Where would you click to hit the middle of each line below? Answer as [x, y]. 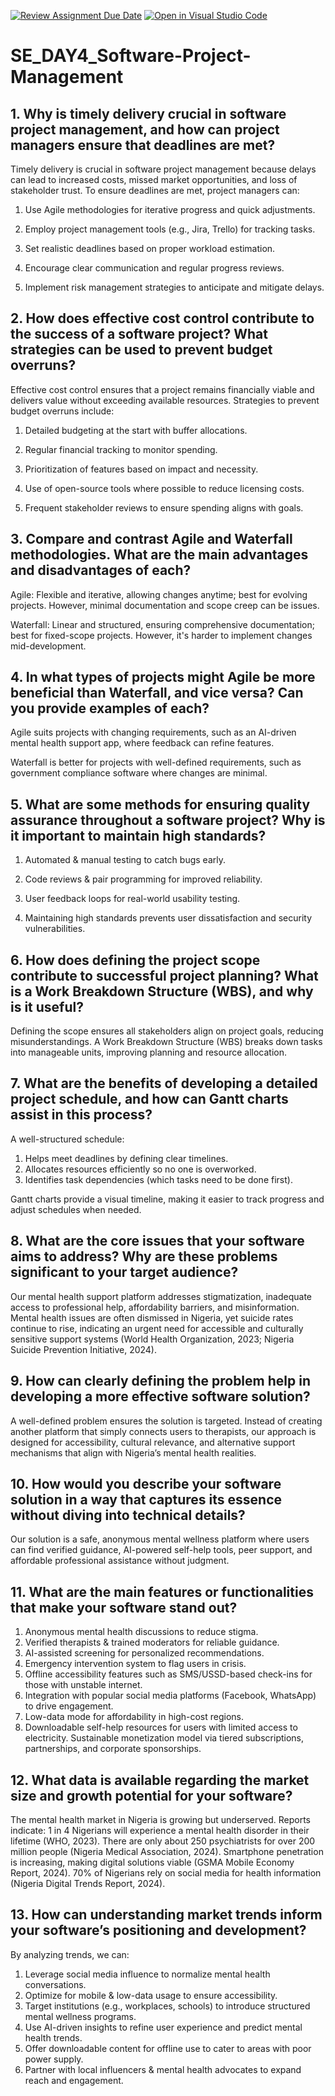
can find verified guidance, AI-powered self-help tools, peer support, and [161, 1550]
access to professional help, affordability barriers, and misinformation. [155, 1307]
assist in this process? [81, 1115]
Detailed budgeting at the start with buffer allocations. [136, 430]
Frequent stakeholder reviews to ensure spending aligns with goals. [164, 507]
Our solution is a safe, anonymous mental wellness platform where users [160, 1539]
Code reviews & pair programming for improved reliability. [143, 879]
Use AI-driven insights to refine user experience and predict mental [163, 2027]
